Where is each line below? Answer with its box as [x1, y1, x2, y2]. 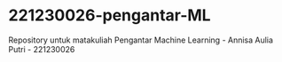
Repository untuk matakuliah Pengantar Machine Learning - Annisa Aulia [8, 35, 274, 45]
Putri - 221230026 [8, 43, 75, 54]
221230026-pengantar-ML [8, 5, 211, 26]
